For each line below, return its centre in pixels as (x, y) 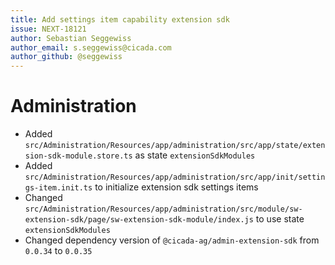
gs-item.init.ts (58, 188)
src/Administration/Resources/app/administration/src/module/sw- (163, 209)
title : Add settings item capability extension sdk (120, 19)
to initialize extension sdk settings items (176, 187)
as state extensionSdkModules (195, 155)
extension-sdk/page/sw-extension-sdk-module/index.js (139, 220)
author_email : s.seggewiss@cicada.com (91, 47)
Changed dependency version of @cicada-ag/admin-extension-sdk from (172, 240)
